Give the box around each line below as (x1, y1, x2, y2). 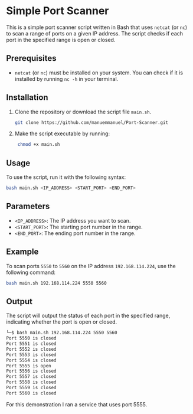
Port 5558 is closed (6, 379, 57, 385)
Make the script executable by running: (14, 130, 110, 137)
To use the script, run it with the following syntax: (6, 174, 126, 181)
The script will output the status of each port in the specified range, (6, 312, 171, 320)
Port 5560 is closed (6, 390, 57, 396)
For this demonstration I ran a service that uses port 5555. (6, 400, 148, 408)
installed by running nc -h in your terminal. (14, 75, 119, 82)
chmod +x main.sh (17, 142, 60, 148)
